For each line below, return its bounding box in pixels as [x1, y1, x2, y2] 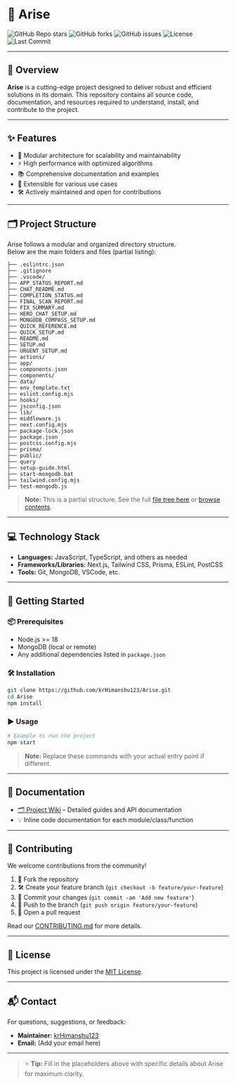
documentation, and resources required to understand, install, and [7, 98, 199, 106]
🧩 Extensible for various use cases [17, 180, 118, 188]
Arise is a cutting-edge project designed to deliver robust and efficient [7, 82, 212, 91]
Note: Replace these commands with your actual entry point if [24, 751, 205, 760]
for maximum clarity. [24, 1070, 84, 1078]
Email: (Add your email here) [17, 1039, 101, 1048]
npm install [7, 700, 42, 707]
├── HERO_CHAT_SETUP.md [7, 311, 77, 318]
